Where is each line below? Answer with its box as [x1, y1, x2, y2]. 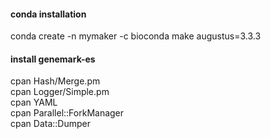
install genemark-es [10, 53, 96, 65]
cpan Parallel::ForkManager [10, 107, 125, 119]
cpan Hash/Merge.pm [10, 75, 101, 87]
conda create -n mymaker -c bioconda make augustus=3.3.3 [10, 30, 262, 42]
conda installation [10, 8, 87, 20]
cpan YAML [10, 96, 58, 109]
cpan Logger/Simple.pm [10, 86, 110, 98]
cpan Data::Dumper [10, 118, 91, 130]
